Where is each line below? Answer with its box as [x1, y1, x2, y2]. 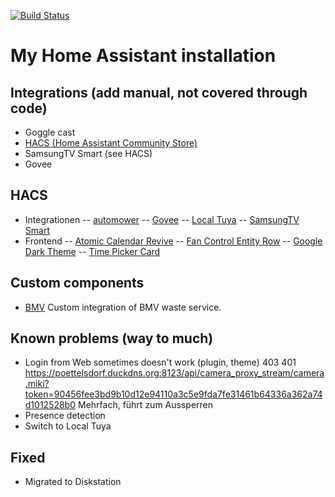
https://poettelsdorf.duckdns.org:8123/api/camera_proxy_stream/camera [24, 367, 325, 379]
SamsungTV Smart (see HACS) [24, 148, 153, 159]
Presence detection [24, 410, 106, 422]
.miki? [24, 378, 50, 390]
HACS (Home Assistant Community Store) [24, 137, 198, 149]
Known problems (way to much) [10, 330, 214, 347]
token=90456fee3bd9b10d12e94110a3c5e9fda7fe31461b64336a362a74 [24, 388, 323, 400]
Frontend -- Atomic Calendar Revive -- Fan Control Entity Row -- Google [24, 235, 323, 247]
